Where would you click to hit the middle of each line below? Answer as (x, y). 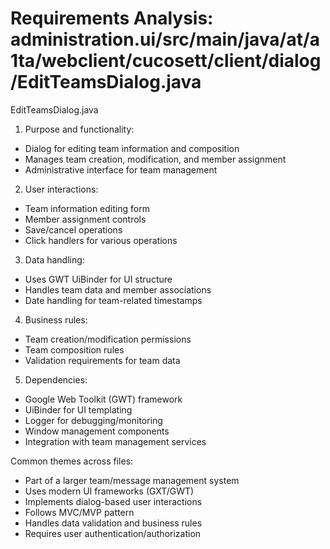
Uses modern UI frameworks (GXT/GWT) (109, 491)
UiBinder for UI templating (78, 409)
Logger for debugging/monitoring (93, 420)
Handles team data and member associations (118, 289)
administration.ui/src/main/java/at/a (165, 39)
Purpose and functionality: (79, 129)
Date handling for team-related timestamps (113, 300)
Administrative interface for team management (121, 169)
